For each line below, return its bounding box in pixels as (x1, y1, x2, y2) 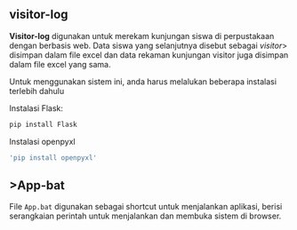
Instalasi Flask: (9, 102, 64, 114)
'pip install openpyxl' (9, 153, 98, 163)
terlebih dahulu (9, 85, 65, 96)
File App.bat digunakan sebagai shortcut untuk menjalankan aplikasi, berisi (9, 202, 283, 212)
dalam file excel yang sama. (9, 59, 111, 69)
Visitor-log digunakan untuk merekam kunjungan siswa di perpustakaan (9, 30, 275, 41)
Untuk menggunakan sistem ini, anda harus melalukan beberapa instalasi (9, 75, 277, 87)
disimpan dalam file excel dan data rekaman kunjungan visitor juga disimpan (9, 49, 289, 60)
